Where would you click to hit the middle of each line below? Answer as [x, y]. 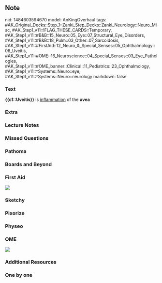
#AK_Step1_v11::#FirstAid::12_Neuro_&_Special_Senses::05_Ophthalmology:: [80, 45]
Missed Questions [27, 138]
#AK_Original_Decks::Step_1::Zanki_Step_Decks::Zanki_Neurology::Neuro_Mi [81, 25]
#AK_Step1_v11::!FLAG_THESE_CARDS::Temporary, [62, 30]
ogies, [11, 61]
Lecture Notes [22, 125]
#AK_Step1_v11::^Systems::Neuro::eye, [43, 71]
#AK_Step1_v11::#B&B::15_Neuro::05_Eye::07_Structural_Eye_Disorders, [75, 35]
